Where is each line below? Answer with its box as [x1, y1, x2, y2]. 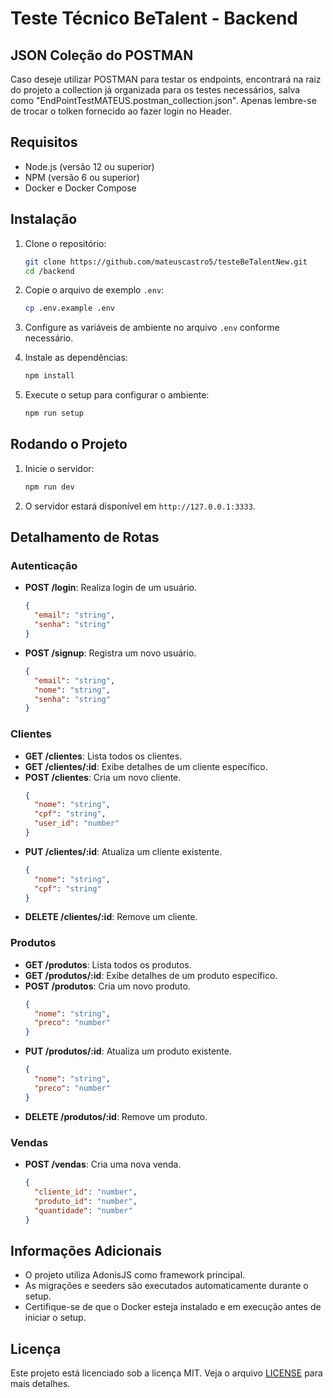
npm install [24, 371, 75, 381]
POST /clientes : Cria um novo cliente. [24, 771, 182, 783]
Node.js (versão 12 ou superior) [24, 160, 155, 172]
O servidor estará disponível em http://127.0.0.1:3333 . [24, 500, 256, 512]
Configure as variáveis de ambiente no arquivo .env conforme [24, 322, 280, 334]
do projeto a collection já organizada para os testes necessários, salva [10, 84, 301, 96]
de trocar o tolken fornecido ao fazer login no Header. [10, 105, 232, 117]
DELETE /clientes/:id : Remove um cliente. [24, 911, 198, 923]
